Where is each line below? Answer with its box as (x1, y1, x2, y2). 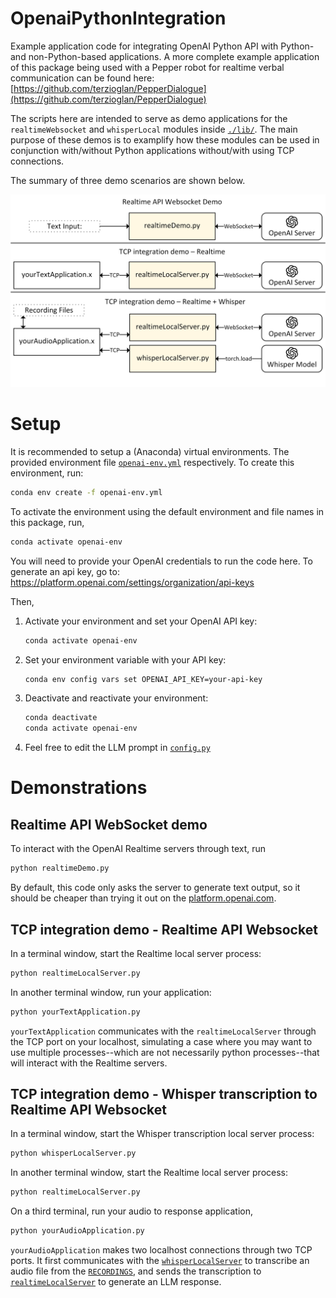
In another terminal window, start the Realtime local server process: (10, 1167, 289, 1179)
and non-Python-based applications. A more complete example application (10, 50, 320, 62)
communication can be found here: (10, 72, 155, 84)
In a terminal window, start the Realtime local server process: (10, 947, 262, 959)
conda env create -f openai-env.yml (10, 487, 163, 497)
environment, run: (10, 467, 84, 479)
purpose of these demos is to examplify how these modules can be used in (10, 133, 320, 146)
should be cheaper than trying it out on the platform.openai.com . (10, 892, 277, 904)
